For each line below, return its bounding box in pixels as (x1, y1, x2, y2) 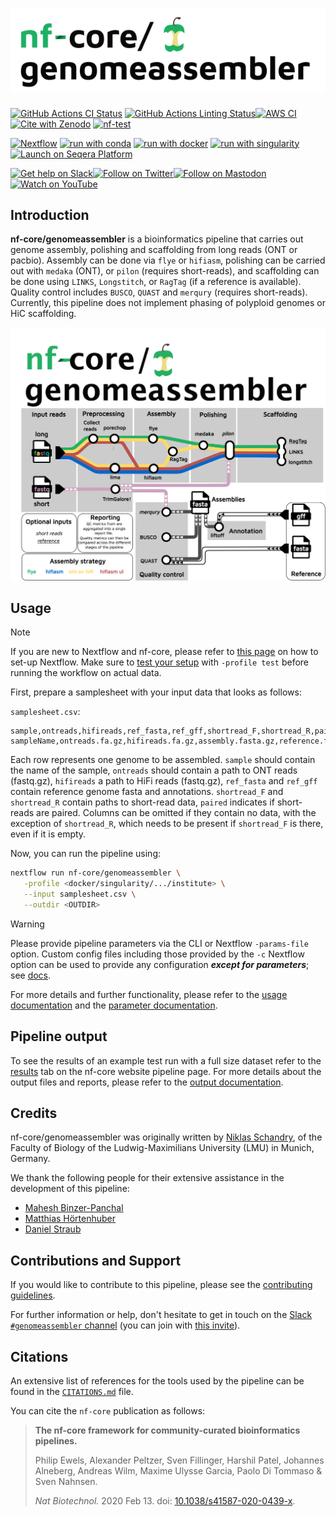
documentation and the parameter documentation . (10, 999, 218, 1011)
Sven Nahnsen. (34, 1476, 98, 1488)
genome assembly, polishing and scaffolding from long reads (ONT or (10, 244, 298, 256)
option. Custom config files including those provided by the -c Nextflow (10, 948, 305, 960)
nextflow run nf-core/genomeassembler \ (10, 868, 182, 878)
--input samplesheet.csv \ (23, 889, 137, 900)
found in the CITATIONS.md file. (10, 1386, 134, 1398)
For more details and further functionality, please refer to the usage (10, 988, 288, 1000)
